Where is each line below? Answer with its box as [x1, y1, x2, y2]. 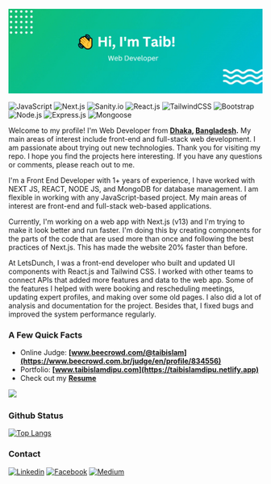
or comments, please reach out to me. [8, 159, 135, 169]
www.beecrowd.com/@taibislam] [71, 348, 187, 358]
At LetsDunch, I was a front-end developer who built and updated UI [8, 258, 236, 267]
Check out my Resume [19, 374, 97, 383]
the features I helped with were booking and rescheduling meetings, [8, 283, 236, 293]
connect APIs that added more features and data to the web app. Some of [8, 275, 254, 284]
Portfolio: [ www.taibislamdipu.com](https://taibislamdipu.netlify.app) [19, 365, 260, 374]
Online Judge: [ [19, 348, 72, 358]
